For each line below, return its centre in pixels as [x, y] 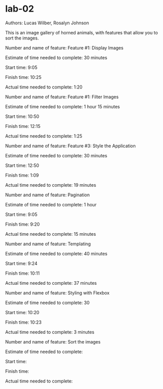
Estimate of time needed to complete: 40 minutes [56, 253]
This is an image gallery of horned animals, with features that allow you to [82, 32]
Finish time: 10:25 [23, 77]
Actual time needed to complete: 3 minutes [50, 332]
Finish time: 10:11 [23, 273]
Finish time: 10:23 [23, 322]
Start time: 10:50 [22, 116]
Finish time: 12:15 [23, 126]
